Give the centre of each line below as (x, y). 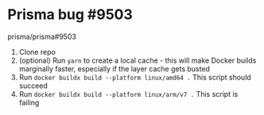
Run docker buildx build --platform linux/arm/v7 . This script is (128, 94)
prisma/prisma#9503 (42, 36)
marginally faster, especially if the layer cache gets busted (114, 68)
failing (29, 102)
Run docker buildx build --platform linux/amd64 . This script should (135, 77)
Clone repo (37, 52)
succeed (33, 86)
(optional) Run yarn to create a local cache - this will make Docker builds (138, 60)
